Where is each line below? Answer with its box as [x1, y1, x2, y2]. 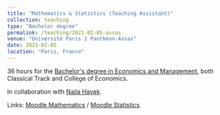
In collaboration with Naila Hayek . [7, 87, 102, 96]
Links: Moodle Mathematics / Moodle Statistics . [7, 101, 142, 109]
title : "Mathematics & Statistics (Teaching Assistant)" [7, 10, 174, 17]
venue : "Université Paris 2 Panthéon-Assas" [7, 36, 137, 42]
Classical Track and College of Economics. [7, 74, 129, 82]
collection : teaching [7, 16, 69, 23]
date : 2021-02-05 [7, 42, 57, 49]
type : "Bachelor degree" [7, 23, 78, 29]
